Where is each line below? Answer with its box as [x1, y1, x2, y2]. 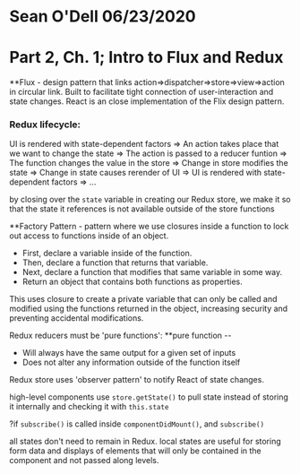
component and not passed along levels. [9, 455, 159, 466]
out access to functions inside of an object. [9, 230, 169, 241]
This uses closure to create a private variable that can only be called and [9, 294, 278, 305]
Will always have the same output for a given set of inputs [21, 348, 236, 358]
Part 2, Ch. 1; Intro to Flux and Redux [9, 47, 284, 68]
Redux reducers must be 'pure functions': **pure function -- [9, 330, 232, 341]
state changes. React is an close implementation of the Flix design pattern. [9, 96, 285, 107]
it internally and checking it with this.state [9, 401, 169, 412]
